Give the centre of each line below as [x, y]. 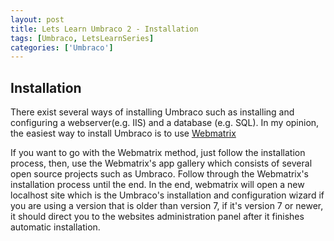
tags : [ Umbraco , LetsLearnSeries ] [82, 38]
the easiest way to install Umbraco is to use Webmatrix [123, 133]
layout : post [37, 19]
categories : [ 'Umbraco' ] [62, 47]
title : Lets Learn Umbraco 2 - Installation [104, 29]
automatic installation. [55, 227]
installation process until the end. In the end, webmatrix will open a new [157, 185]
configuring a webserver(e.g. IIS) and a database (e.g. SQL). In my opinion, [165, 123]
